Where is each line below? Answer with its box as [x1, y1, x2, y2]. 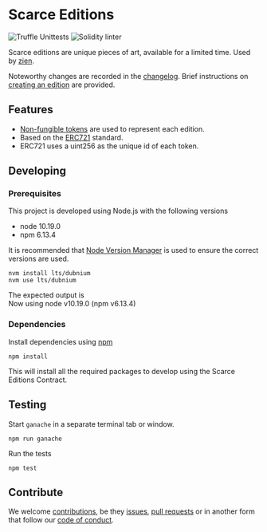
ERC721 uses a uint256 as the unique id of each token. [19, 141, 199, 151]
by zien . [8, 56, 34, 65]
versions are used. [8, 254, 69, 264]
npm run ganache [8, 435, 62, 443]
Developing [8, 164, 66, 178]
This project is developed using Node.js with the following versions [8, 206, 229, 216]
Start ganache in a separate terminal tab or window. [8, 419, 175, 428]
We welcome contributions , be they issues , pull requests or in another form [8, 506, 255, 516]
